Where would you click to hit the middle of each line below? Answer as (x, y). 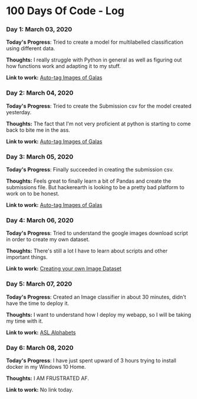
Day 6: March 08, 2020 (40, 348)
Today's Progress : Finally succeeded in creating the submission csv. (90, 170)
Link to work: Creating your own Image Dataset (64, 269)
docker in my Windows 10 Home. (46, 366)
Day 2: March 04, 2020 (40, 93)
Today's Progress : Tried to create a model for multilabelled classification (95, 42)
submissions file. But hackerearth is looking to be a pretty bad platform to (95, 187)
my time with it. (24, 321)
